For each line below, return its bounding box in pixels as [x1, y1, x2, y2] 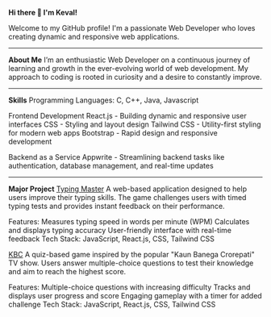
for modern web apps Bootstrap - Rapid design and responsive [8, 128, 218, 137]
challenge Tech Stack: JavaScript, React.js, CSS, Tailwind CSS [8, 299, 216, 309]
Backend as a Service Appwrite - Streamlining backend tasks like [8, 152, 225, 161]
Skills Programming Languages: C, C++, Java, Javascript [8, 95, 199, 105]
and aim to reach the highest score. [8, 267, 127, 276]
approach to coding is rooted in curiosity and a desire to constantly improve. [8, 73, 262, 81]
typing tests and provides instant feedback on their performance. [8, 202, 225, 211]
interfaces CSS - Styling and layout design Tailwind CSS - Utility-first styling [8, 119, 261, 129]
